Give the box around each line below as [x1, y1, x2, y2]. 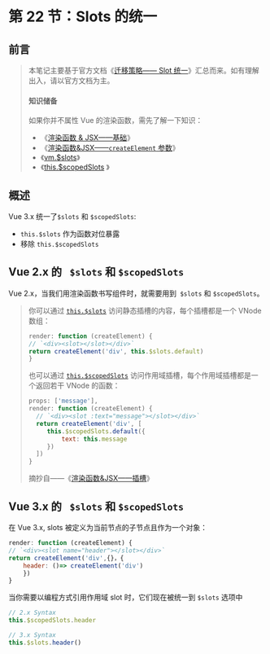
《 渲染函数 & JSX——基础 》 [40, 133, 134, 143]
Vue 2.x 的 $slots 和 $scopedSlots [8, 266, 185, 279]
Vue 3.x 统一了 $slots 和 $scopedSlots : [8, 212, 137, 222]
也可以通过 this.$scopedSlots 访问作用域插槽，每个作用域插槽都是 [28, 371, 252, 380]
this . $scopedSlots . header [8, 617, 96, 625]
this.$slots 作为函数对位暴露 [20, 229, 120, 239]
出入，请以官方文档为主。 [28, 76, 115, 86]
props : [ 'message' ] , [28, 397, 98, 406]
